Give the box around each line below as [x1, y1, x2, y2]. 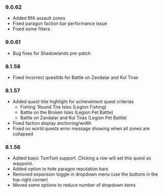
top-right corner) [12, 177, 48, 183]
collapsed [12, 131, 33, 137]
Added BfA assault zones [12, 15, 66, 21]
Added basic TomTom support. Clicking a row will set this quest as [12, 155, 151, 161]
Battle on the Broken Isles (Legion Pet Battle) [20, 109, 114, 115]
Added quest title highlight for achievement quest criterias [12, 99, 134, 105]
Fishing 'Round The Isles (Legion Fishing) [20, 104, 107, 110]
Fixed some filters [12, 26, 51, 32]
